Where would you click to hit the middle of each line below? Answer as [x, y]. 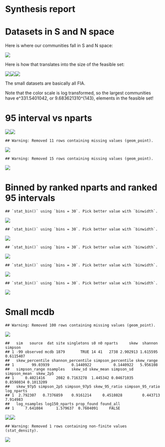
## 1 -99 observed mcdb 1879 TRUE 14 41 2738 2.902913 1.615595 [82, 352]
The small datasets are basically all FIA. [45, 83]
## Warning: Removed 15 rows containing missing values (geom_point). [79, 159]
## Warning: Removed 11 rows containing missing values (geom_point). [79, 141]
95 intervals [30, 198]
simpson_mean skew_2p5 [30, 373]
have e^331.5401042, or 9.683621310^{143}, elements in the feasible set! [79, 98]
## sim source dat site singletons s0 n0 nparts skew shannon [82, 343]
